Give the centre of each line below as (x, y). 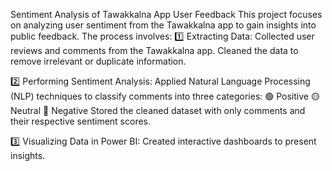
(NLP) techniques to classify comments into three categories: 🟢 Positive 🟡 (165, 96)
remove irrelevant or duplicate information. (98, 61)
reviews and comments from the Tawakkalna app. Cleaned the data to (154, 50)
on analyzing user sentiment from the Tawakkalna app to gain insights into (163, 25)
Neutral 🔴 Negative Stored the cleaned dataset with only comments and (158, 110)
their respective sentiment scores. (81, 121)
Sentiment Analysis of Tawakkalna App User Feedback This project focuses (166, 14)
